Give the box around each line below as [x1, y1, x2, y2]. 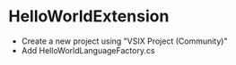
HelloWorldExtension [8, 6, 170, 27]
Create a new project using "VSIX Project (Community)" [21, 36, 228, 46]
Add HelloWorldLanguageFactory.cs [21, 45, 155, 55]
